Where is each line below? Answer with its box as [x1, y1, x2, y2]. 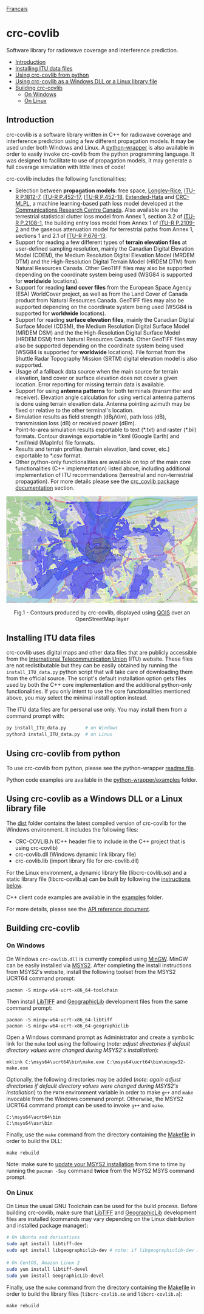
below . [6, 881, 23, 889]
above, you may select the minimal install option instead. [6, 694, 148, 701]
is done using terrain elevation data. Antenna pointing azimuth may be [15, 400, 191, 407]
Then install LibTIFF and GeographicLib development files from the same [6, 998, 188, 1005]
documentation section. [15, 484, 75, 492]
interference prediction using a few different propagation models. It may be [6, 137, 194, 145]
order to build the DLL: [6, 1137, 63, 1144]
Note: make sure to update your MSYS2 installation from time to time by [6, 1160, 186, 1167]
